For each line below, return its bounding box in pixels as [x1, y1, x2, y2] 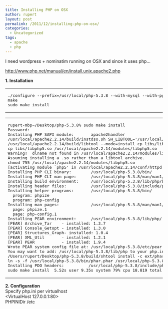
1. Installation [5, 77, 33, 83]
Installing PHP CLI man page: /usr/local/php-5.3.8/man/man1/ [7, 174, 164, 179]
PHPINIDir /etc [5, 299, 35, 305]
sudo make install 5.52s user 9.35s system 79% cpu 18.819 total [7, 268, 162, 273]
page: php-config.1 [12, 211, 57, 217]
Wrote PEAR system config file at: [7, 244, 89, 250]
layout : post [5, 16, 32, 21]
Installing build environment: [7, 178, 79, 184]
